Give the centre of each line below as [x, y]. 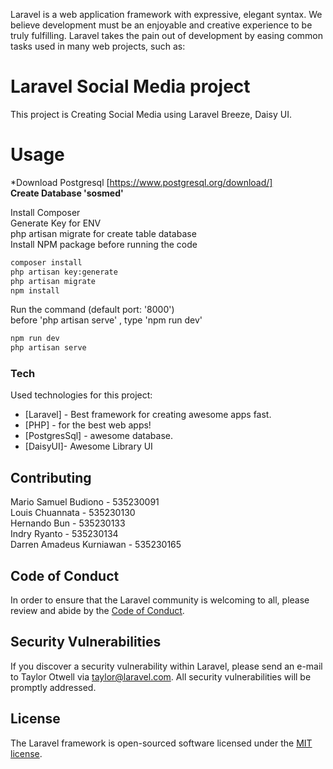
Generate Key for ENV [56, 223]
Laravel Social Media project [130, 86]
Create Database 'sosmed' [67, 193]
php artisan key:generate [64, 272]
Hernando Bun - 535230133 [68, 523]
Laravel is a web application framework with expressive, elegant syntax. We [166, 14]
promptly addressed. [53, 687]
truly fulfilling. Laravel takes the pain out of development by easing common [167, 35]
